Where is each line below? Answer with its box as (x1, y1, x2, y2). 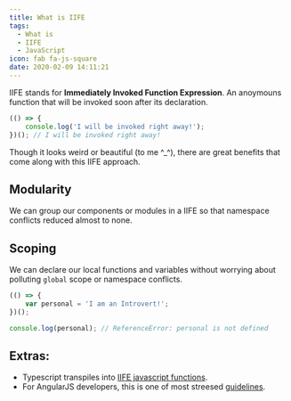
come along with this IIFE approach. (9, 156, 141, 167)
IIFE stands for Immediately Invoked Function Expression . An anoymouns (9, 86, 282, 98)
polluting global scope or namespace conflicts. (9, 274, 182, 285)
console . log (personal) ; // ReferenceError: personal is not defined (9, 323, 269, 332)
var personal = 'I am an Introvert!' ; (25, 299, 169, 308)
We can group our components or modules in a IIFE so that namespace (9, 206, 270, 217)
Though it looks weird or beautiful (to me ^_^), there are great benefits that (9, 146, 280, 157)
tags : (9, 21, 29, 30)
